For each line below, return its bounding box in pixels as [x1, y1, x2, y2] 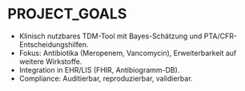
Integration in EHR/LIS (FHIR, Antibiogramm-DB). [18, 65, 180, 74]
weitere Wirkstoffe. [18, 57, 82, 66]
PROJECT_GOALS [7, 5, 127, 23]
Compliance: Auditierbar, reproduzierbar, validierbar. [18, 73, 193, 83]
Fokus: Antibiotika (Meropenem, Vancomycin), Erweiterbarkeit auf [18, 48, 237, 57]
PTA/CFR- [203, 31, 238, 41]
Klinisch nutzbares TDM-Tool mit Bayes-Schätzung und [18, 31, 203, 41]
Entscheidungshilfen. [18, 39, 89, 49]
